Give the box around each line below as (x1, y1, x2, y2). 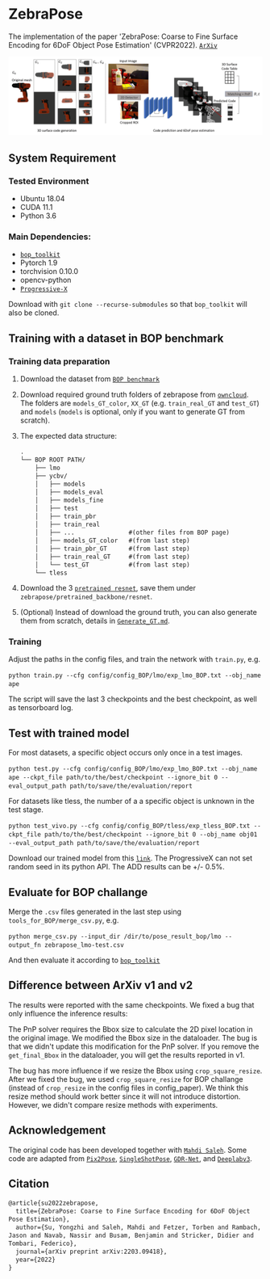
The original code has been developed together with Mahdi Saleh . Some (8, 1145, 247, 1155)
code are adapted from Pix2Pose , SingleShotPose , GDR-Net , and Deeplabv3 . (8, 1153, 252, 1163)
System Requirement (8, 151, 117, 165)
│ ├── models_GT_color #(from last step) (35, 536, 191, 545)
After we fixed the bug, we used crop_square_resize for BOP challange (8, 1074, 243, 1083)
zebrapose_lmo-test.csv (44, 941, 125, 949)
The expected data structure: (19, 431, 118, 441)
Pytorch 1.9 (19, 258, 58, 267)
